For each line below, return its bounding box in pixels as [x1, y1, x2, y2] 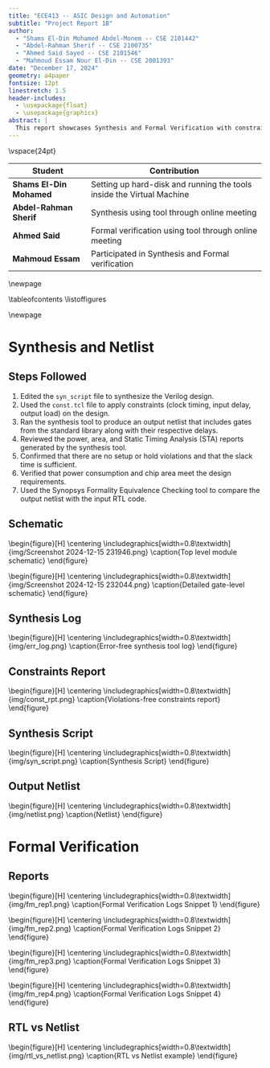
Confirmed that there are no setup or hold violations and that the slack [19, 451, 253, 461]
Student [31, 165, 64, 176]
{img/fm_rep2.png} [8, 923, 72, 933]
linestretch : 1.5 [8, 86, 67, 95]
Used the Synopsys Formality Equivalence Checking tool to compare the [19, 485, 260, 495]
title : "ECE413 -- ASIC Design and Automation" [8, 11, 171, 20]
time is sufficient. [19, 459, 78, 469]
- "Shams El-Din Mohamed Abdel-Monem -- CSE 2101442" [15, 34, 199, 43]
